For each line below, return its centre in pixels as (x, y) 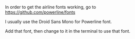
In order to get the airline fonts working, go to (51, 7)
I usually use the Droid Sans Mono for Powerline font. (58, 22)
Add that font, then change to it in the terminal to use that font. (68, 31)
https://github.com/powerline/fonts (40, 12)
